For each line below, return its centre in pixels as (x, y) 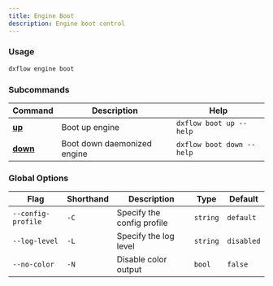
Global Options (39, 178)
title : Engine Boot (41, 16)
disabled (244, 241)
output (129, 270)
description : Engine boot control (67, 24)
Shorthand (88, 199)
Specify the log (145, 236)
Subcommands (39, 89)
